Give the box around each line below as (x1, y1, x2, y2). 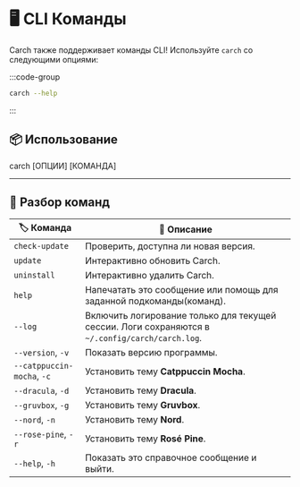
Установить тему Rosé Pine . (84, 432, 206, 445)
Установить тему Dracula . (84, 384, 196, 397)
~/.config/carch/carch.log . (84, 332, 203, 345)
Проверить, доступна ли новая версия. (84, 240, 256, 252)
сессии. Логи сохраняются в (84, 320, 210, 333)
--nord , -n (13, 414, 56, 426)
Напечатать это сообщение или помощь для (84, 284, 279, 296)
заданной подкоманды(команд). (84, 295, 226, 307)
